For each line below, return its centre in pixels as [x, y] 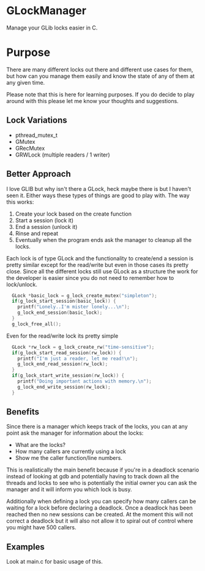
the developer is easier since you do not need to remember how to [90, 278]
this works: [20, 202]
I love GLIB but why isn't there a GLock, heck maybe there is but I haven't [99, 188]
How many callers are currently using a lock [71, 451]
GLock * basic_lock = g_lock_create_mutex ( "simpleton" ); [84, 295]
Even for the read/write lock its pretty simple [62, 336]
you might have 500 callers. [41, 527]
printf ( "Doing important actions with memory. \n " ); [84, 381]
